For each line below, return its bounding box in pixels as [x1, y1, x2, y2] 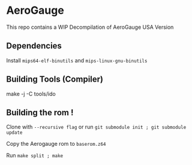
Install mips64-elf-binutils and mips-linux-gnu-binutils [6, 56, 148, 64]
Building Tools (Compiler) [6, 74, 104, 85]
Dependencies [6, 41, 62, 51]
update [6, 130, 23, 136]
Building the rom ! [6, 107, 74, 118]
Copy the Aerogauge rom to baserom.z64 [6, 140, 106, 148]
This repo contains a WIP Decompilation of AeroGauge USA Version [6, 23, 174, 31]
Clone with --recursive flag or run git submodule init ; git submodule [6, 124, 187, 131]
